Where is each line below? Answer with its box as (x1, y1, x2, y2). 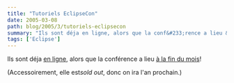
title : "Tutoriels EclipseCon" (7, 10, 98, 17)
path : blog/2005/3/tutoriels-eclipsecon (7, 23, 127, 30)
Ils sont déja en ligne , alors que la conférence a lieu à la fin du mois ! (7, 55, 202, 63)
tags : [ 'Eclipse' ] (7, 36, 61, 43)
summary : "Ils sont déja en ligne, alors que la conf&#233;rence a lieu (7, 29, 223, 37)
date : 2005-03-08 (7, 17, 58, 24)
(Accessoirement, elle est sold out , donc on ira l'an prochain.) (7, 68, 182, 77)
